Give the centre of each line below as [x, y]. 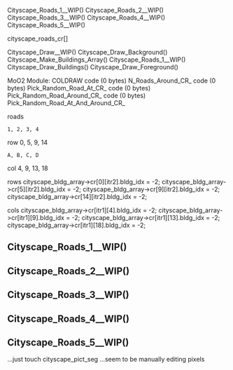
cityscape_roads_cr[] [38, 39]
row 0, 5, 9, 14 [27, 142]
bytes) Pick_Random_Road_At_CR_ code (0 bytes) [79, 88]
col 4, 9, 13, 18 [28, 168]
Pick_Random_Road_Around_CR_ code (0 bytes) [77, 95]
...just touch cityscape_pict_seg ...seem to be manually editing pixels [106, 359]
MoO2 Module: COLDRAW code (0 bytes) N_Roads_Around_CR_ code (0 [112, 81]
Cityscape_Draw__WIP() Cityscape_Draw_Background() [87, 52]
